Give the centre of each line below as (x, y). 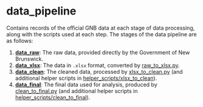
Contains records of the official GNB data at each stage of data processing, (101, 28)
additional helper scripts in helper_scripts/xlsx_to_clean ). (86, 78)
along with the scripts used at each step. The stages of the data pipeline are (101, 34)
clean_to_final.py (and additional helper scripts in (76, 91)
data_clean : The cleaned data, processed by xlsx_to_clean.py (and (99, 71)
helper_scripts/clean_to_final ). (53, 97)
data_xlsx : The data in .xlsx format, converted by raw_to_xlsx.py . (98, 65)
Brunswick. (29, 59)
